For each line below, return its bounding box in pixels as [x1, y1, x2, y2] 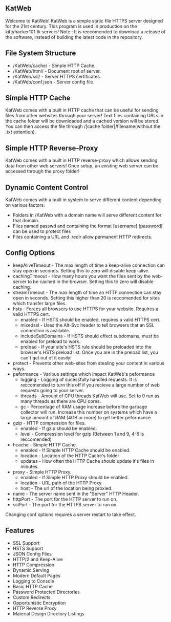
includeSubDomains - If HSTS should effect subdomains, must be [20, 333, 159, 339]
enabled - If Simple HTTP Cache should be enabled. [20, 447, 131, 453]
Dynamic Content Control [5, 183, 89, 191]
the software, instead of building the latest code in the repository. [5, 34, 143, 40]
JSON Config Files [12, 550, 52, 557]
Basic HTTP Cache [12, 583, 53, 589]
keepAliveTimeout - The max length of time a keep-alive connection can [12, 262, 165, 268]
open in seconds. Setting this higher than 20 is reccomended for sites [12, 294, 160, 301]
